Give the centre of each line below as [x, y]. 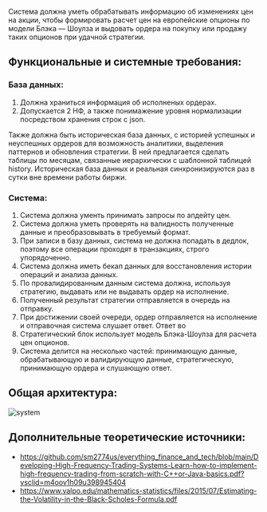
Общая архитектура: [63, 393]
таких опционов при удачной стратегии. [77, 37]
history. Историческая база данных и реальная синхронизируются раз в [132, 169]
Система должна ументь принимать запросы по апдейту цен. [125, 215]
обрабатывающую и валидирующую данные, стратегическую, [127, 359]
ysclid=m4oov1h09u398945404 [73, 482]
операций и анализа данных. [69, 274]
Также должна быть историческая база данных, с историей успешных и [132, 134]
